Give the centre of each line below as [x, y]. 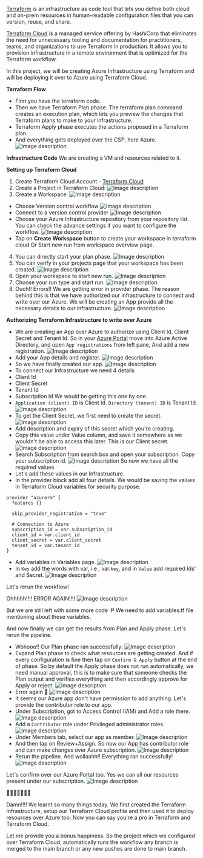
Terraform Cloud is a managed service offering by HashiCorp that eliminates [101, 33]
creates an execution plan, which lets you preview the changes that [99, 114]
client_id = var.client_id [46, 535]
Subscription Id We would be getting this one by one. [81, 396]
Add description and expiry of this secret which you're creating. [95, 428]
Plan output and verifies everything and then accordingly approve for [101, 679]
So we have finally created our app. [59, 364]
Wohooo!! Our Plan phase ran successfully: [69, 647]
